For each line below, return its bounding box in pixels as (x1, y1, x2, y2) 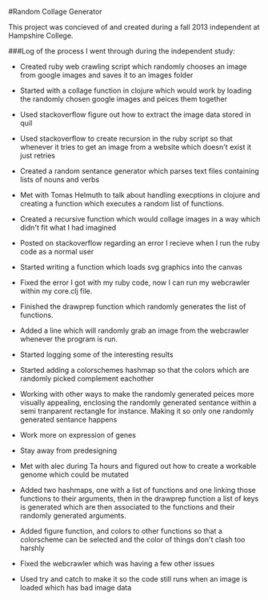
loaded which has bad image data (19, 583, 132, 592)
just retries (19, 151, 56, 160)
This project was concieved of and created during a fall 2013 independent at (8, 22, 260, 31)
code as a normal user (19, 247, 94, 256)
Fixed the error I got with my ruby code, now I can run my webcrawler (19, 278, 250, 287)
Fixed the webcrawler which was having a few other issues (19, 559, 215, 568)
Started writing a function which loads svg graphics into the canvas (19, 262, 242, 271)
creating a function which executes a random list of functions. (19, 199, 225, 208)
